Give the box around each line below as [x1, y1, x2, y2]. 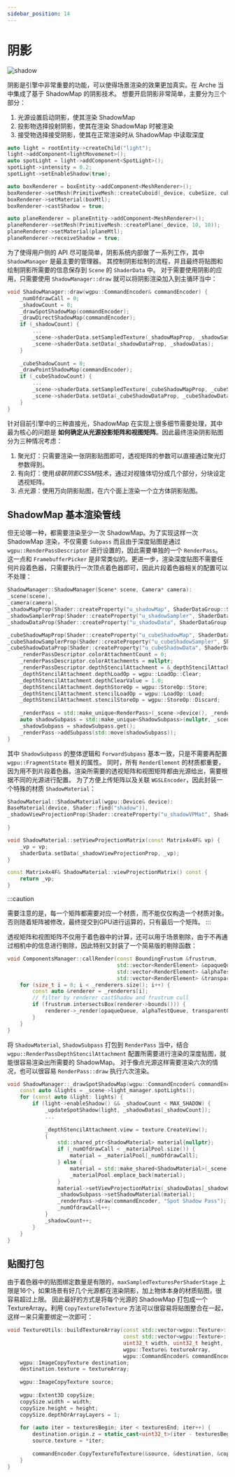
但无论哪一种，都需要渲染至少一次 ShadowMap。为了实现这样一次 [7, 529, 199, 537]
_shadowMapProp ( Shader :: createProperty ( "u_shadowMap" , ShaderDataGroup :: [7, 606, 227, 613]
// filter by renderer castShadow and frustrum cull [32, 994, 190, 1001]
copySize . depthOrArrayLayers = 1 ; [20, 1411, 120, 1418]
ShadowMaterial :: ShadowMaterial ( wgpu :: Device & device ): [7, 798, 173, 805]
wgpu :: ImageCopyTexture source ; [20, 1379, 114, 1386]
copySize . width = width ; [20, 1398, 92, 1405]
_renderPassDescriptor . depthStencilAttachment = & [20, 664, 171, 671]
